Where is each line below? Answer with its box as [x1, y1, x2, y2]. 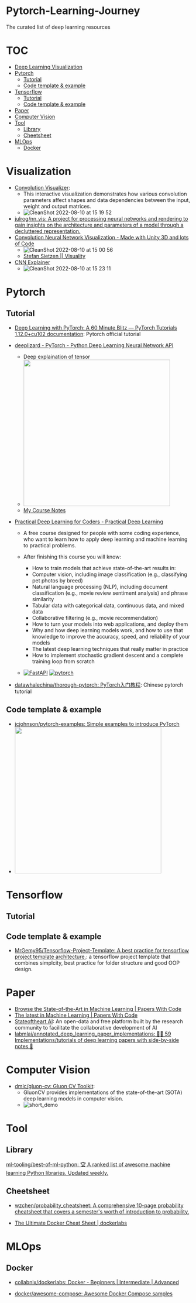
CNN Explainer [14, 259, 51, 266]
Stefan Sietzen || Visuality [23, 252, 86, 259]
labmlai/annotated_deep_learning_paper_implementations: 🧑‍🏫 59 [14, 1030, 171, 1037]
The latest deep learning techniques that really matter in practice [32, 645, 188, 652]
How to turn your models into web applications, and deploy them [32, 620, 188, 628]
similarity [32, 595, 54, 602]
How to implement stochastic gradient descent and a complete [32, 651, 184, 659]
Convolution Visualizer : [14, 184, 71, 191]
